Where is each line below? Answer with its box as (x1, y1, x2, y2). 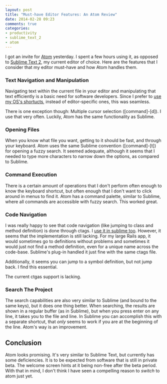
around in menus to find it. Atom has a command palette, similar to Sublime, (5, 193, 161, 199)
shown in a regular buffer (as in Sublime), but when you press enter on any (5, 308, 159, 314)
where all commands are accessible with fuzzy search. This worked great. (5, 198, 158, 204)
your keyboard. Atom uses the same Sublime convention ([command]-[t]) (5, 143, 156, 149)
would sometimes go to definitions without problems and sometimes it (5, 238, 150, 244)
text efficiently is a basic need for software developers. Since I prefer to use (5, 93, 161, 99)
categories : (5, 26, 30, 31)
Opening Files (5, 126, 40, 133)
